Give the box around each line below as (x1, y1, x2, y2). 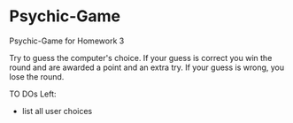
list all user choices (21, 105, 93, 116)
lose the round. (9, 71, 65, 81)
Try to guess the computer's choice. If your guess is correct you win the (9, 52, 273, 63)
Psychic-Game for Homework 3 (9, 35, 125, 46)
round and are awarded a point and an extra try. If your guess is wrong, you (9, 62, 285, 73)
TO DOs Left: (9, 88, 57, 99)
